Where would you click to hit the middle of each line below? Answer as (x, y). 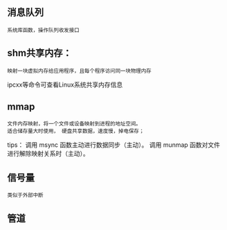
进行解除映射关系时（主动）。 (48, 154)
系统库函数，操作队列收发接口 (43, 30)
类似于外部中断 (25, 195)
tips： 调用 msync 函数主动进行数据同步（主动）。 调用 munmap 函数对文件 (113, 145)
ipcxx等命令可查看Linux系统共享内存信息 (65, 85)
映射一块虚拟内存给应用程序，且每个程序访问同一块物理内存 (79, 71)
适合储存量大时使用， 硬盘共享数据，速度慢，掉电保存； (76, 131)
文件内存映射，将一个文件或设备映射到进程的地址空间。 (74, 124)
